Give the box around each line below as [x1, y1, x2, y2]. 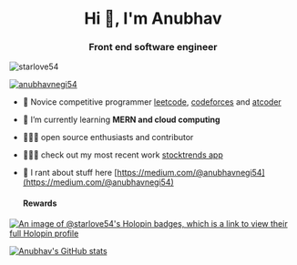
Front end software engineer [88, 41, 218, 54]
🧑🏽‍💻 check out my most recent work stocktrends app [22, 149, 223, 160]
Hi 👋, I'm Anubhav [84, 8, 222, 29]
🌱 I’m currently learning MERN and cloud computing [22, 114, 220, 126]
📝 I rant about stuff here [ [22, 168, 118, 178]
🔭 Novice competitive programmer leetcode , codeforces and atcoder [22, 97, 282, 107]
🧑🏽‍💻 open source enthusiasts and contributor [22, 132, 194, 143]
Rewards [22, 198, 57, 209]
